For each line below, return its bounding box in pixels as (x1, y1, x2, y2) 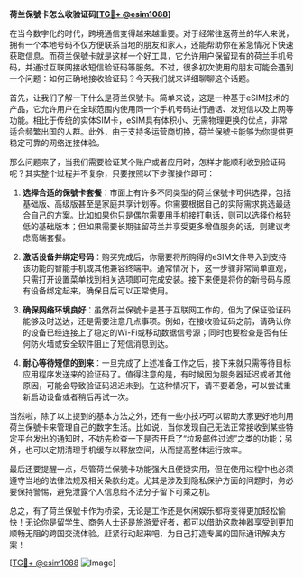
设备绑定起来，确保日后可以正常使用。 (30, 285, 173, 296)
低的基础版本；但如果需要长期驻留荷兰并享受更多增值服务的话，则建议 (22, 221, 284, 231)
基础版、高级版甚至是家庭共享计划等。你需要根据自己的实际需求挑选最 (22, 199, 284, 209)
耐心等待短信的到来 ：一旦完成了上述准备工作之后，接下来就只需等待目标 (22, 358, 291, 368)
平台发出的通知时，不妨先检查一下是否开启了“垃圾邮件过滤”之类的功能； (16, 433, 286, 443)
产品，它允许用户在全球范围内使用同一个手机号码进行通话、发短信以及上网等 (9, 104, 294, 114)
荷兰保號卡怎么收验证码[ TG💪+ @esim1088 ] (9, 9, 171, 19)
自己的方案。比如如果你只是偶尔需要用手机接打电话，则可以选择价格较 (30, 209, 291, 220)
